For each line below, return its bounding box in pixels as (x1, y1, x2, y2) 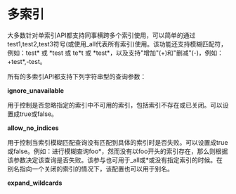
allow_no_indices (7, 124, 59, 132)
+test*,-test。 (7, 57, 46, 65)
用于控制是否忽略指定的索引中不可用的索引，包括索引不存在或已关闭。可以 (7, 101, 223, 109)
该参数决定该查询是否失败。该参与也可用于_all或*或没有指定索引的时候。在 (7, 155, 223, 164)
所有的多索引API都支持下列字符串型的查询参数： (7, 72, 147, 81)
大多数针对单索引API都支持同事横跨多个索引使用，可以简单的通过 (7, 31, 196, 39)
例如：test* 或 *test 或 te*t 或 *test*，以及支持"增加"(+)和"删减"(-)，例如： (7, 48, 223, 57)
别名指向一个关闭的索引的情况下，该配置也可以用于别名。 (7, 164, 173, 173)
